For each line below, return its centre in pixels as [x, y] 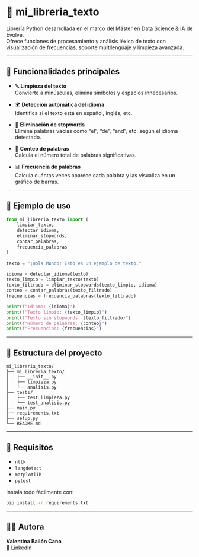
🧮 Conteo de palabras [42, 148]
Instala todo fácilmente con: [40, 492]
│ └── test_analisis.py [38, 403]
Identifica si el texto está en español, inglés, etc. [73, 113]
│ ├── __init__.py [32, 377]
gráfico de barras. [37, 182]
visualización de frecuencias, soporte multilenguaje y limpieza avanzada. [95, 47]
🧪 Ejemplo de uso [38, 206]
